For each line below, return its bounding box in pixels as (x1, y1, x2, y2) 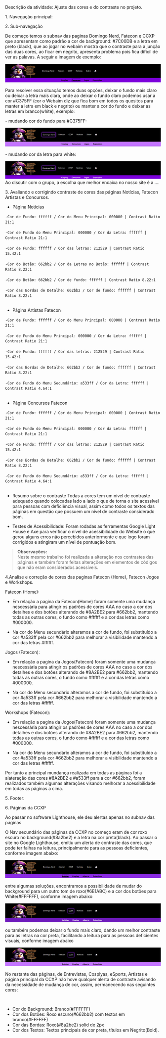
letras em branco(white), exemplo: (5, 108, 75, 114)
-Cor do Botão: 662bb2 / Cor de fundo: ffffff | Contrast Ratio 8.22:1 (5, 277, 156, 283)
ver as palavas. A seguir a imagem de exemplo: (5, 54, 101, 60)
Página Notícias (12, 204, 44, 210)
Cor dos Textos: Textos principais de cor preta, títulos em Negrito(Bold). (12, 1027, 159, 1033)
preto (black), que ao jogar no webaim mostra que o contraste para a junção (5, 44, 161, 49)
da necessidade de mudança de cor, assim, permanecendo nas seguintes (5, 982, 156, 988)
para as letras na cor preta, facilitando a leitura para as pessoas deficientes (5, 933, 159, 939)
